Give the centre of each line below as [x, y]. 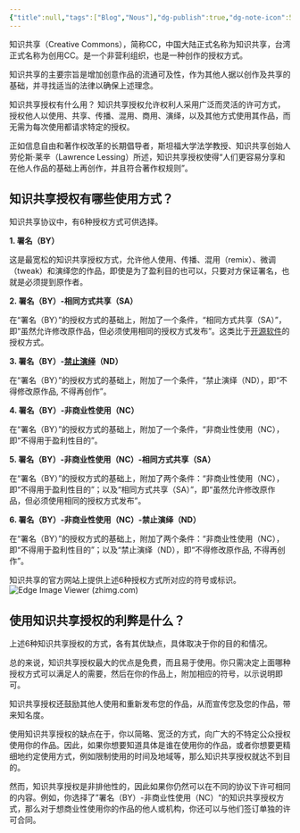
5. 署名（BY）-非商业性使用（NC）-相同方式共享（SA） [112, 460]
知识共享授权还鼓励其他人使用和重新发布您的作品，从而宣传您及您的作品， [146, 704]
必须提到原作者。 [56, 282]
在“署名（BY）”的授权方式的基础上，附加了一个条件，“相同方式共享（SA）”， [148, 320]
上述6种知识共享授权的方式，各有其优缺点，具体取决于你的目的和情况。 [141, 644]
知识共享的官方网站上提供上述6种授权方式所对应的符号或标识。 [125, 580]
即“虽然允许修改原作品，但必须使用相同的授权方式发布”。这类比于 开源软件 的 [150, 331]
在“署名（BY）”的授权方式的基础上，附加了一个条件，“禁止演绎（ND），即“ [144, 380]
